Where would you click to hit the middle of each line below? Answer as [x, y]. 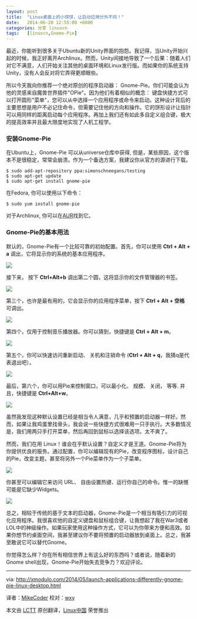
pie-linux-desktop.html [34, 586]
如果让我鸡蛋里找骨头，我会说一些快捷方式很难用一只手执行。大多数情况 [103, 424]
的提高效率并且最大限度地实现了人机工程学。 [60, 122]
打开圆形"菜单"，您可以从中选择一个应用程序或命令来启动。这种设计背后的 [101, 100]
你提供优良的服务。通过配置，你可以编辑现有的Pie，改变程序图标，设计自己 [97, 451]
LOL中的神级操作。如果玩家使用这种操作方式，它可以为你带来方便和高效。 [96, 527]
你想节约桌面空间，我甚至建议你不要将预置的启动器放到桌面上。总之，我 [98, 534]
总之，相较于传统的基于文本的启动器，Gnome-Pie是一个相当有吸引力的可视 [97, 513]
